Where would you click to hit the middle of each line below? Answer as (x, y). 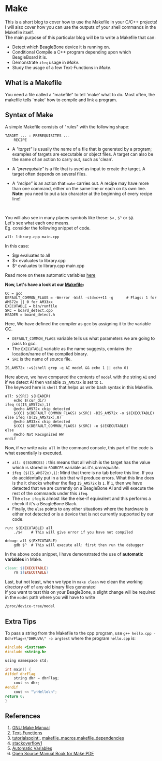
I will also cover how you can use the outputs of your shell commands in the (81, 27)
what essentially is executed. (34, 453)
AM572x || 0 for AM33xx (29, 302)
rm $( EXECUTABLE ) (31, 573)
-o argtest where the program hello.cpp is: (92, 638)
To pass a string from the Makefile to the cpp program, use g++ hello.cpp (78, 633)
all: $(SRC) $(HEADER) (28, 396)
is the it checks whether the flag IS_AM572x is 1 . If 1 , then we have (77, 483)
